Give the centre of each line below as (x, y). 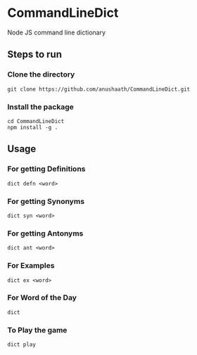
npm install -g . (33, 127)
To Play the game (37, 330)
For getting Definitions (46, 169)
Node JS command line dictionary (57, 32)
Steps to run (34, 54)
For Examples (31, 266)
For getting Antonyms (45, 233)
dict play (22, 345)
